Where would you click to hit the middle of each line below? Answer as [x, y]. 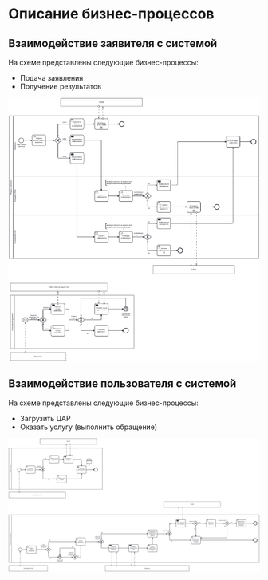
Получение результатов [61, 86]
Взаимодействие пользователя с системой [122, 384]
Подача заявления [51, 78]
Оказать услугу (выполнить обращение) [89, 427]
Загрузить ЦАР [45, 418]
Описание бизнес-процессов [111, 14]
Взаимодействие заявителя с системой [113, 43]
